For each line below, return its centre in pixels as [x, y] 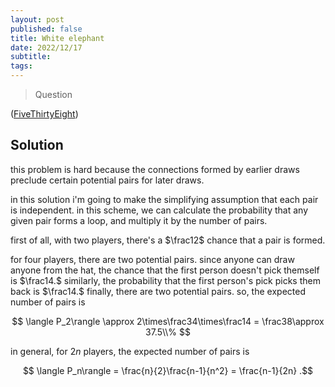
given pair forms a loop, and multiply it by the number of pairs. [139, 220]
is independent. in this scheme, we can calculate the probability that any [159, 210]
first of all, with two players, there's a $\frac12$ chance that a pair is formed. [168, 240]
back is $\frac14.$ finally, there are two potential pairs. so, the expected [158, 291]
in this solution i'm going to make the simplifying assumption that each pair [164, 199]
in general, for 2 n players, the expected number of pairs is [130, 351]
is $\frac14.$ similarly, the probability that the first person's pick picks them [165, 280]
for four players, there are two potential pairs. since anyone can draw [152, 259]
